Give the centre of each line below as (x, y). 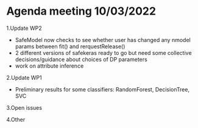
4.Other (16, 119)
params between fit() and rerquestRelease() (70, 46)
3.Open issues (24, 107)
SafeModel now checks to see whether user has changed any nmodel (103, 40)
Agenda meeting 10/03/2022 (81, 11)
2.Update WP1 (24, 77)
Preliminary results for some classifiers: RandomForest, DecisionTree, (102, 89)
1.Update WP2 (24, 28)
